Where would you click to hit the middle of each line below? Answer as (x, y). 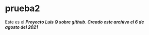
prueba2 (23, 9)
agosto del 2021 (22, 27)
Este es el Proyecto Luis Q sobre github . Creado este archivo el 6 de (74, 22)
